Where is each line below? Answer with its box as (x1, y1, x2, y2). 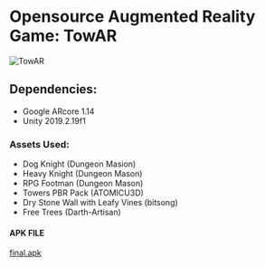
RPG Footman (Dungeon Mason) (22, 178, 144, 189)
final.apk (9, 247, 43, 259)
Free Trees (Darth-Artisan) (22, 206, 122, 218)
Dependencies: (9, 81, 98, 97)
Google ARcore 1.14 (22, 106, 95, 117)
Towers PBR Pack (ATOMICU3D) (22, 187, 145, 198)
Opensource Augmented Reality (9, 6, 256, 27)
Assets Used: (9, 138, 70, 150)
